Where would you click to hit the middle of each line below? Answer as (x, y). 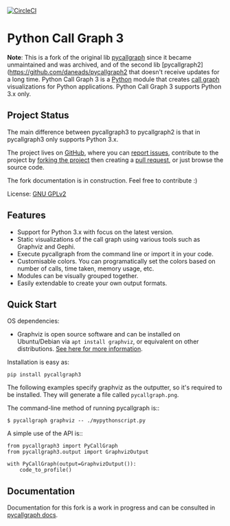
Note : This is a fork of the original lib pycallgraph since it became (100, 57)
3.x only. (19, 93)
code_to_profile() (46, 470)
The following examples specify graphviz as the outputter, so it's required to (115, 387)
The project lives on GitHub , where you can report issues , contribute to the (113, 152)
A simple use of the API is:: (45, 433)
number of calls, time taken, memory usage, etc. (85, 268)
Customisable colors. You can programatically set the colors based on (116, 261)
